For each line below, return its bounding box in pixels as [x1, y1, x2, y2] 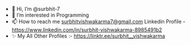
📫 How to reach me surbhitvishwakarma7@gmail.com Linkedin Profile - [11, 18, 186, 25]
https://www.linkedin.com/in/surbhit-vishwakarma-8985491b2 [11, 27, 162, 33]
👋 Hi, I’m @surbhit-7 [11, 6, 60, 12]
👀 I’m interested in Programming [11, 12, 89, 18]
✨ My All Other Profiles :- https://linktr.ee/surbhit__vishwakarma [11, 32, 165, 39]
